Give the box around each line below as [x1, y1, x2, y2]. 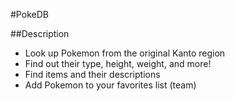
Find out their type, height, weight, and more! [24, 58, 212, 69]
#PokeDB [10, 9, 49, 20]
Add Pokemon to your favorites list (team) [24, 79, 197, 91]
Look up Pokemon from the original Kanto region [24, 47, 226, 59]
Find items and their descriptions [24, 69, 161, 80]
